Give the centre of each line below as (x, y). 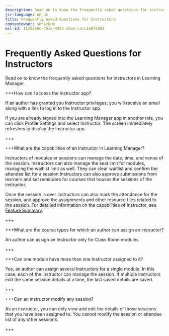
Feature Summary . (24, 211)
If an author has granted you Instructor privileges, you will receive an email (82, 103)
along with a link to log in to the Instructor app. (53, 108)
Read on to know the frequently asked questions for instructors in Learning (83, 78)
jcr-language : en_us (27, 15)
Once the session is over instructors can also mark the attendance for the (81, 195)
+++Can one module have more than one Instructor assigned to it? (74, 259)
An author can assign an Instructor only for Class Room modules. (72, 240)
